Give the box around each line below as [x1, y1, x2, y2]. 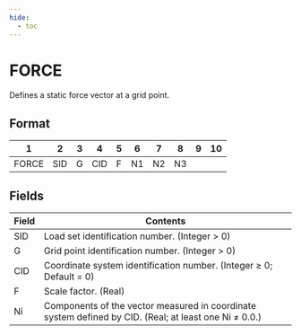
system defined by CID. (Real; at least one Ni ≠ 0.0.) [43, 311, 262, 323]
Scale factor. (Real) [43, 285, 125, 297]
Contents [145, 215, 186, 227]
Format [9, 116, 51, 131]
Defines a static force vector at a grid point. [9, 90, 170, 101]
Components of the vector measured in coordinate [43, 300, 257, 313]
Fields [9, 188, 45, 203]
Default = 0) [43, 270, 95, 283]
